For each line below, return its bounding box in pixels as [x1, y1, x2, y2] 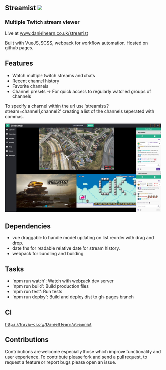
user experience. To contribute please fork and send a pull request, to [5, 354, 147, 360]
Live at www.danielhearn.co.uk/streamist [5, 30, 88, 36]
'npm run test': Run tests [12, 288, 63, 294]
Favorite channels [12, 83, 49, 89]
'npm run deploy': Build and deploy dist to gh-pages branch [12, 294, 134, 300]
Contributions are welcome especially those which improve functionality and [5, 349, 161, 355]
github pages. [5, 45, 34, 51]
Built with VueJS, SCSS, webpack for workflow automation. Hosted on [5, 40, 148, 46]
